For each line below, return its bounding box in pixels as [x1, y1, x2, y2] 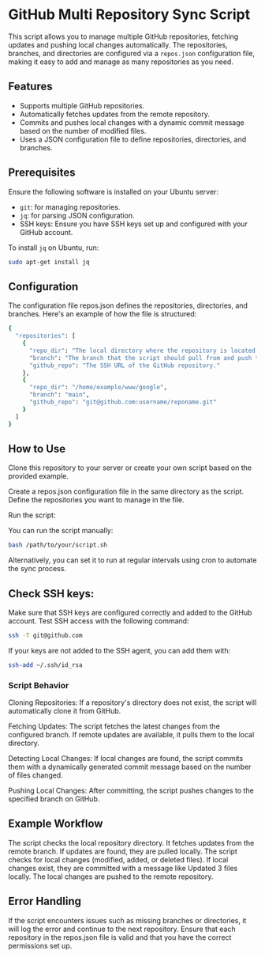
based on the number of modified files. [19, 126, 147, 135]
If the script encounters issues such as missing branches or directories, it [8, 915, 247, 925]
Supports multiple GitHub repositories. [19, 100, 144, 110]
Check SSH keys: [8, 587, 95, 600]
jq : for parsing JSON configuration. [19, 210, 135, 220]
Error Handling [8, 895, 81, 908]
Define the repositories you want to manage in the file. [8, 495, 185, 505]
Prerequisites [8, 166, 76, 180]
